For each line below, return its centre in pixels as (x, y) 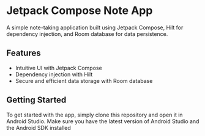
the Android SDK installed (39, 127)
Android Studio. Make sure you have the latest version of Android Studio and (103, 121)
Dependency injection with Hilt (54, 74)
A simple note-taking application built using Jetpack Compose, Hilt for (95, 27)
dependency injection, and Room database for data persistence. (87, 34)
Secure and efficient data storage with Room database (84, 81)
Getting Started (36, 100)
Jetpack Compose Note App (80, 11)
